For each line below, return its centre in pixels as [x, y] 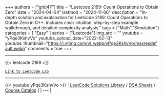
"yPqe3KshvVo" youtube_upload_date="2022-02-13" [59, 38]
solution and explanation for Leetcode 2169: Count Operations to [83, 17]
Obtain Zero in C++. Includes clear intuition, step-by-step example [72, 22]
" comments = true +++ [48, 49]
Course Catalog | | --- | [28, 90]
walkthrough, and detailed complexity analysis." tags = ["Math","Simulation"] [82, 28]
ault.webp [15, 49]
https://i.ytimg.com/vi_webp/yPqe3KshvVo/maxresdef [102, 43]
